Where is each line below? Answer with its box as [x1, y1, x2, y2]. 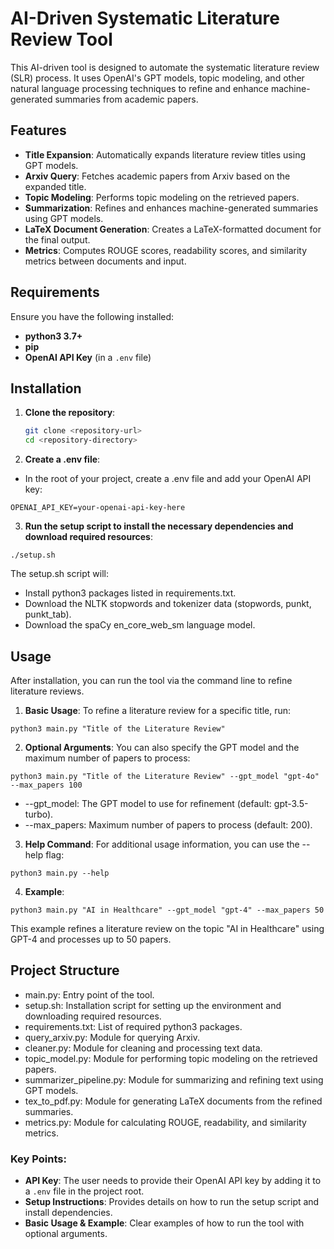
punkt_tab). [24, 608, 72, 621]
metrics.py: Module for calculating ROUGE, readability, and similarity [24, 1116, 307, 1128]
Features [10, 122, 67, 139]
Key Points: [10, 1152, 67, 1166]
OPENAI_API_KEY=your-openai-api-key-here [10, 503, 186, 513]
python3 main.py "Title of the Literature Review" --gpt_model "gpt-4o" [10, 771, 320, 781]
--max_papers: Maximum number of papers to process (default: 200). [24, 818, 313, 831]
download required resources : [24, 531, 153, 543]
